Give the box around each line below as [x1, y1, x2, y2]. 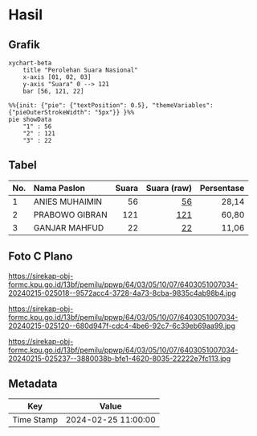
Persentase [199, 182, 245, 193]
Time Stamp [12, 414, 59, 426]
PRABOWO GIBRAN [33, 209, 108, 220]
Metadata [8, 377, 58, 391]
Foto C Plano [8, 250, 73, 264]
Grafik [8, 38, 40, 52]
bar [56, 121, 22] [22, 87, 84, 95]
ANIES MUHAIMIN [33, 196, 103, 207]
